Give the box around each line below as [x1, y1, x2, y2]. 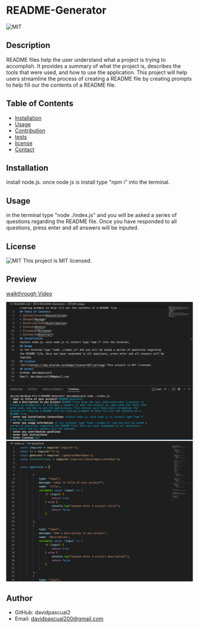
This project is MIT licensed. [23, 257, 92, 264]
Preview [6, 274, 37, 285]
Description [6, 40, 50, 50]
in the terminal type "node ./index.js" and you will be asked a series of [6, 212, 177, 219]
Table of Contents [6, 98, 74, 109]
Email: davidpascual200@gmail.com [14, 615, 104, 623]
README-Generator [6, 4, 107, 17]
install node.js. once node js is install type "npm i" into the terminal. [6, 178, 170, 186]
